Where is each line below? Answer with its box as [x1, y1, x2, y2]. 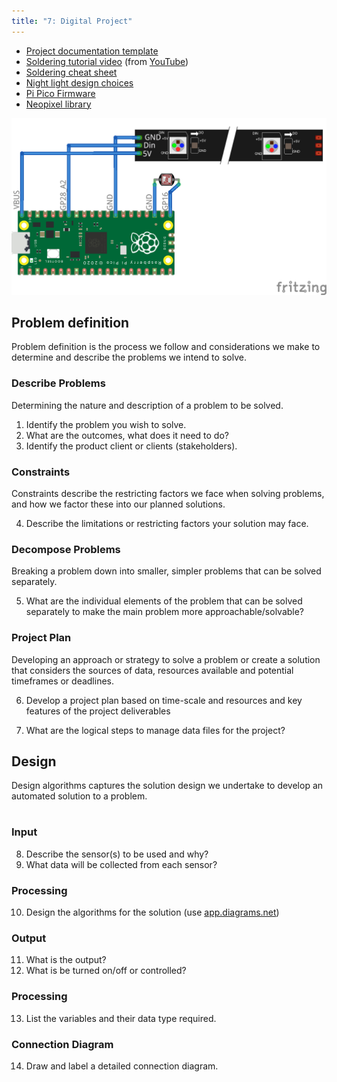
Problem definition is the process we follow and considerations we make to [11, 341, 321, 353]
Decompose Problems [11, 542, 121, 556]
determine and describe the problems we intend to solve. [11, 351, 247, 364]
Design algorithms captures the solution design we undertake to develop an [11, 780, 324, 792]
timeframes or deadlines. [11, 675, 115, 687]
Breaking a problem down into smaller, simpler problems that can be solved [11, 565, 322, 577]
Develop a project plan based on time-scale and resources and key [25, 694, 303, 706]
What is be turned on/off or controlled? [25, 965, 187, 977]
